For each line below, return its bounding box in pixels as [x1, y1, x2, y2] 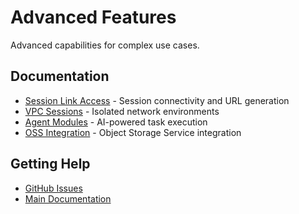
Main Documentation [24, 192, 112, 205]
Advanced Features [10, 6, 177, 29]
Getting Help [10, 156, 91, 173]
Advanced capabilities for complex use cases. [10, 39, 200, 51]
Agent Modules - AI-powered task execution [24, 116, 208, 128]
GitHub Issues [24, 182, 83, 194]
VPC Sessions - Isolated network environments [24, 105, 220, 117]
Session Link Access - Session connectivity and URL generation [24, 94, 290, 106]
